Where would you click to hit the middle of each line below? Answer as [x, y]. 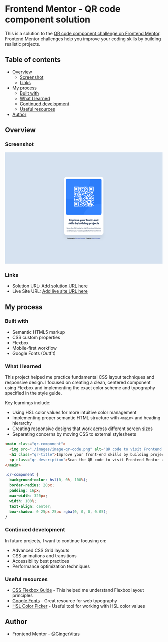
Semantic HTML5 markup [39, 332]
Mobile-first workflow [35, 348]
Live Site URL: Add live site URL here [50, 291]
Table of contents [33, 60]
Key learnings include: [28, 403]
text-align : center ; [31, 506]
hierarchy [22, 423]
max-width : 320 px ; [29, 496]
